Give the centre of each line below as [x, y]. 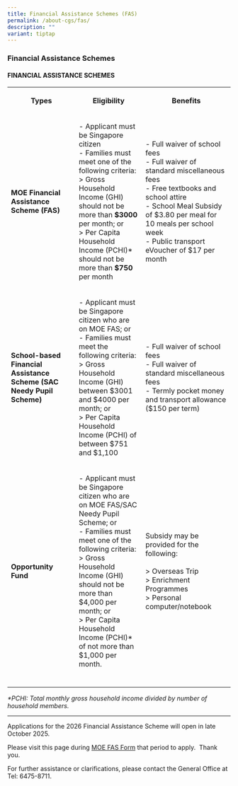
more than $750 [106, 268]
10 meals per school [179, 224]
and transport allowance [186, 400]
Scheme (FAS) [35, 211]
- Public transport [175, 241]
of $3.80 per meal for [181, 215]
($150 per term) [172, 409]
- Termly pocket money [185, 391]
